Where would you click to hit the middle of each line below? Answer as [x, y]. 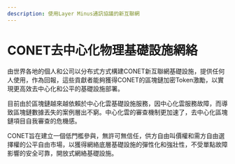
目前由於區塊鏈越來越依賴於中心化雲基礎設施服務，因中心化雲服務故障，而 [114, 103]
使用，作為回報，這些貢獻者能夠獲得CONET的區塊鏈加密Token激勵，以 [115, 80]
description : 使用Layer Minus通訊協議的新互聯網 [73, 14]
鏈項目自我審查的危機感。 [44, 121]
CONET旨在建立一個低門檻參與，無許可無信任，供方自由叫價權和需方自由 [113, 135]
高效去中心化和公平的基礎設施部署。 [71, 89]
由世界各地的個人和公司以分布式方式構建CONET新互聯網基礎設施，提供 [110, 71]
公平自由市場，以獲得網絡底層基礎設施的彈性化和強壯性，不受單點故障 [127, 144]
